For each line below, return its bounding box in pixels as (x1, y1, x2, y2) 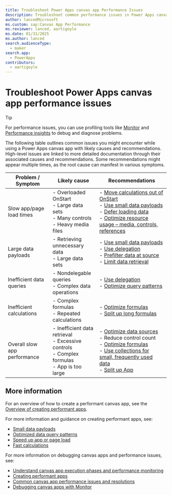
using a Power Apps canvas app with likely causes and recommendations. (5, 146, 162, 152)
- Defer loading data (99, 208, 149, 215)
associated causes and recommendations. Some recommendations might (5, 156, 160, 162)
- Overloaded (52, 189, 86, 196)
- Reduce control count (99, 334, 156, 341)
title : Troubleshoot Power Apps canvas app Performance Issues (5, 7, 143, 13)
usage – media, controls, (99, 221, 158, 228)
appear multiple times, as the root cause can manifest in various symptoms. (5, 162, 165, 168)
